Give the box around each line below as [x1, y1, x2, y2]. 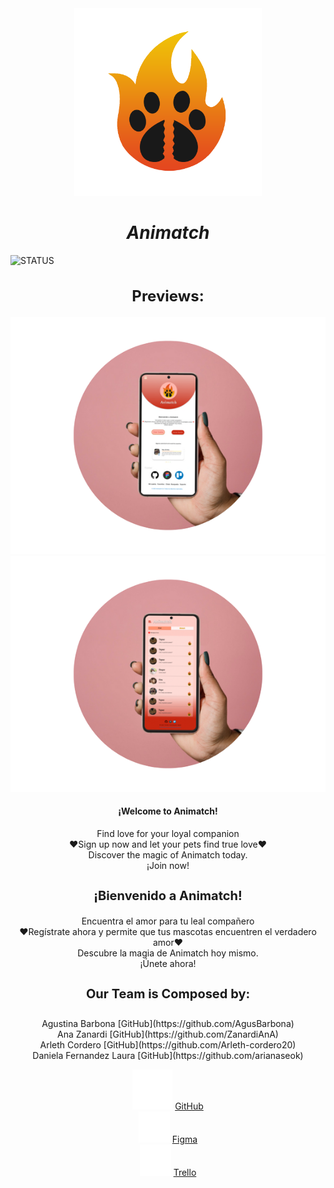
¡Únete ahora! [139, 958, 197, 970]
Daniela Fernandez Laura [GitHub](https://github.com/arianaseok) [32, 1049, 304, 1061]
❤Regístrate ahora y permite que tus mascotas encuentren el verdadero [19, 926, 317, 938]
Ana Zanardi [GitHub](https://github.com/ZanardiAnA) [57, 1028, 279, 1040]
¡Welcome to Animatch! [118, 805, 218, 817]
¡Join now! [146, 860, 190, 872]
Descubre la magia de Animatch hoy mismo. [77, 947, 259, 959]
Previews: [131, 286, 205, 306]
